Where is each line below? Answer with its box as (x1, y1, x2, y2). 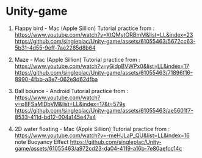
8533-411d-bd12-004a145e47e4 (14, 113, 96, 121)
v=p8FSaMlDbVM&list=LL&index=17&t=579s (14, 100, 126, 108)
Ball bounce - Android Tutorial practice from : (14, 87, 129, 94)
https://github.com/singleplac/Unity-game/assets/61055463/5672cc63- (14, 37, 196, 45)
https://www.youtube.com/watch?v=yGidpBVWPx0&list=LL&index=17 (14, 62, 190, 70)
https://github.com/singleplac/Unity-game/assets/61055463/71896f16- (14, 69, 193, 76)
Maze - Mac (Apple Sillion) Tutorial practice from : (14, 56, 141, 63)
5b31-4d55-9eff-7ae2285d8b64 (14, 44, 96, 51)
